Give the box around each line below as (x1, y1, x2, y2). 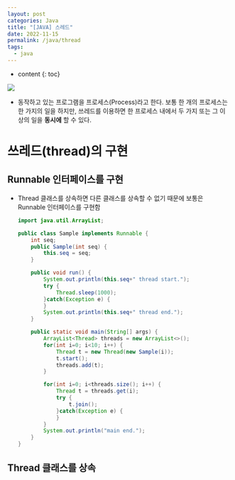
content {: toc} (17, 69, 60, 78)
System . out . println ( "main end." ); (43, 427, 146, 434)
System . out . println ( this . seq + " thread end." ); (43, 309, 184, 316)
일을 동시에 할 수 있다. (31, 115, 92, 124)
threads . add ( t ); (55, 361, 104, 369)
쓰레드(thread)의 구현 (7, 143, 129, 160)
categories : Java (7, 17, 59, 24)
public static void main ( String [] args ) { (31, 328, 158, 335)
